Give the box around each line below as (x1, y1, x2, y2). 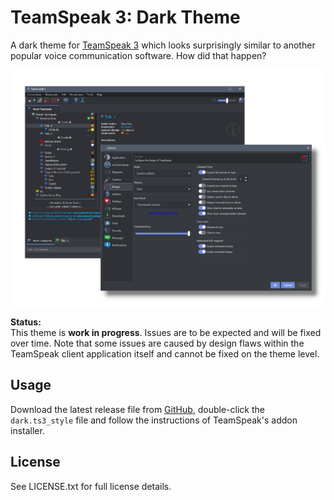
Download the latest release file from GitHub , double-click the (10, 403, 265, 415)
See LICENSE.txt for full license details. (10, 480, 172, 492)
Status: (10, 316, 42, 328)
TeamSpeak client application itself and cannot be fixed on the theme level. (10, 347, 320, 360)
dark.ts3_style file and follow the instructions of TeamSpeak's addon (10, 414, 298, 426)
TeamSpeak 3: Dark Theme (10, 6, 241, 29)
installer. (10, 424, 45, 436)
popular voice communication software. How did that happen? (10, 49, 267, 61)
